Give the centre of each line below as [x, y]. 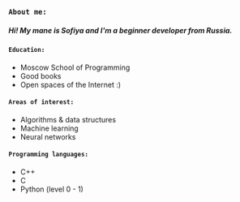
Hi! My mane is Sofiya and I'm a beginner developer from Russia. [120, 30]
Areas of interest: [41, 102]
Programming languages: [49, 155]
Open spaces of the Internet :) [71, 84]
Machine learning [49, 128]
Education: [27, 49]
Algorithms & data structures [68, 119]
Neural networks [48, 136]
